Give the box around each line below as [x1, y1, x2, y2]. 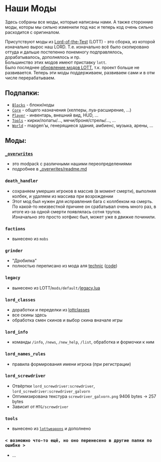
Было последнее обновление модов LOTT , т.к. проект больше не [5, 64, 140, 70]
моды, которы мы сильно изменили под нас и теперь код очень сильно [5, 24, 153, 30]
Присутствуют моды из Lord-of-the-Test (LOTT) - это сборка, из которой [5, 38, 156, 44]
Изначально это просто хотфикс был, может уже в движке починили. [12, 214, 156, 220]
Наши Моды [5, 3, 57, 14]
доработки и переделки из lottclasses [12, 307, 90, 312]
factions [5, 226, 26, 231]
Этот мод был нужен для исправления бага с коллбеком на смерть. [12, 198, 153, 204]
